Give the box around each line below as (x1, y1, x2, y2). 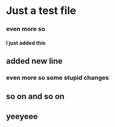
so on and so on (6, 91, 65, 101)
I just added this (6, 39, 46, 46)
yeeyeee (6, 111, 38, 121)
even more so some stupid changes (6, 74, 109, 82)
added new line (6, 57, 63, 66)
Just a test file (6, 4, 76, 17)
